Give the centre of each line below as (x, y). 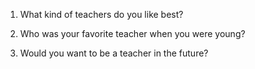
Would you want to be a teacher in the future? (114, 53)
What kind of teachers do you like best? (101, 14)
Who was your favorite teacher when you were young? (132, 33)
